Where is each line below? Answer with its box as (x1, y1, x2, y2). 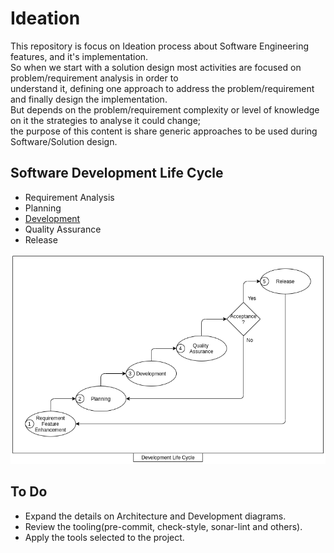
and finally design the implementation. (10, 93, 168, 105)
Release (24, 233, 58, 246)
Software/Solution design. (10, 135, 118, 147)
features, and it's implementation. (10, 50, 149, 62)
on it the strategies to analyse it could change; (10, 114, 202, 126)
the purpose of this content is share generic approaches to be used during (10, 125, 318, 137)
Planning (24, 202, 62, 214)
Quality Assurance (24, 223, 102, 235)
